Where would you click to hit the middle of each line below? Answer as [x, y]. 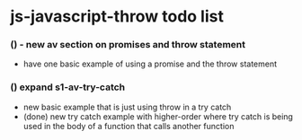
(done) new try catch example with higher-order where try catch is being [158, 116]
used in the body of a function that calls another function [129, 126]
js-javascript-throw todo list [117, 17]
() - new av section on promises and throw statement [128, 45]
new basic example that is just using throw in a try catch [127, 107]
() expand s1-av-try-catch [68, 87]
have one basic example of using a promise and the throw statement [150, 64]
